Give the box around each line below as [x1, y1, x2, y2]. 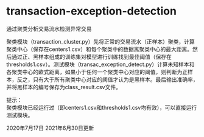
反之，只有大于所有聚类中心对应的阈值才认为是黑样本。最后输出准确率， [16, 76, 199, 83]
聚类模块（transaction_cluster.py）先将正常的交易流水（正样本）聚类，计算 [6, 38, 195, 45]
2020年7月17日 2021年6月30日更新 [6, 124, 94, 132]
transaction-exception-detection [6, 4, 177, 18]
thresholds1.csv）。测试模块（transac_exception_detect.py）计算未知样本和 [6, 61, 195, 68]
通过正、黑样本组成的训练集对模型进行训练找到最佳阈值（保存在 [11, 53, 172, 60]
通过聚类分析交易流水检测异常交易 [6, 25, 92, 32]
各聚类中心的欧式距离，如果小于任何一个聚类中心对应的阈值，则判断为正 [6, 68, 188, 75]
